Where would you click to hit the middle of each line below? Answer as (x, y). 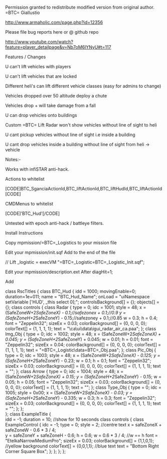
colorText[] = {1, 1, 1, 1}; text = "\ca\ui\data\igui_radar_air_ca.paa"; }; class (81, 329)
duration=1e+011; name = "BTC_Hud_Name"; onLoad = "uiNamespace (77, 297)
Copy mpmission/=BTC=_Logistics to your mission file (61, 243)
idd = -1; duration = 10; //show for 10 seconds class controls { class (74, 419)
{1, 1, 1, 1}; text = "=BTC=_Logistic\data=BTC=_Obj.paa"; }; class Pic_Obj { (81, 350)
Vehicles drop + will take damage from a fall (51, 105)
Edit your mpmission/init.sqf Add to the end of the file (60, 252)
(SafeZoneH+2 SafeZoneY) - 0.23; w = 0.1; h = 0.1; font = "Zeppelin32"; (78, 361)
